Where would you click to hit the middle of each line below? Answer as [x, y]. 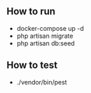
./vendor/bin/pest [42, 82]
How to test [32, 65]
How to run [31, 12]
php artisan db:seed [45, 43]
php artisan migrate [45, 36]
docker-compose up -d [50, 28]
